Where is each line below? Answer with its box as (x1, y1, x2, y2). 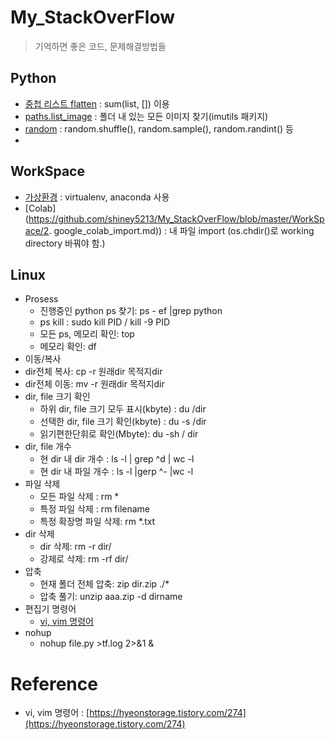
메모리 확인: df (39, 341, 97, 353)
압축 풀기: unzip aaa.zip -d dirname (39, 591, 183, 603)
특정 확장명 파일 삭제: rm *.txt (39, 516, 156, 528)
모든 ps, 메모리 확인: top (39, 328, 135, 340)
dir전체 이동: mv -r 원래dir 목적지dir (24, 378, 165, 390)
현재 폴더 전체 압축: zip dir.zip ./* (39, 578, 170, 590)
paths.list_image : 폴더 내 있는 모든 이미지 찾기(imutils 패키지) (24, 110, 269, 122)
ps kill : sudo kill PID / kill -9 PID (39, 316, 171, 328)
